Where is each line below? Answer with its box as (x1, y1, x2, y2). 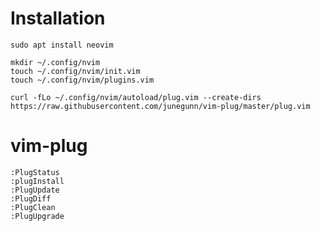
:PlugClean (10, 202, 56, 212)
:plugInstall (10, 176, 65, 186)
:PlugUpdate (10, 185, 60, 195)
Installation (10, 7, 106, 30)
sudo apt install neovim (10, 40, 114, 50)
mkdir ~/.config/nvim (10, 57, 101, 67)
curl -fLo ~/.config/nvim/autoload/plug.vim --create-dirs (10, 92, 262, 102)
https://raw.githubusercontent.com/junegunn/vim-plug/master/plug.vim (10, 101, 311, 111)
